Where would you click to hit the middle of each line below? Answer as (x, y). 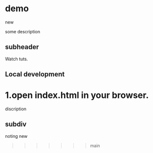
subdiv (16, 124)
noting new (16, 136)
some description (23, 31)
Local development (35, 74)
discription (16, 109)
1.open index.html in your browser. (77, 95)
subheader (22, 47)
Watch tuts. (17, 59)
